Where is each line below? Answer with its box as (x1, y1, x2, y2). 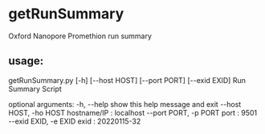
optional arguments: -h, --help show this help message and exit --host (8, 99, 242, 108)
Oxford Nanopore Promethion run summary (8, 31, 153, 41)
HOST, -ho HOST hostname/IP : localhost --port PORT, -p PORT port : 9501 (8, 108, 258, 117)
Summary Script (8, 84, 62, 93)
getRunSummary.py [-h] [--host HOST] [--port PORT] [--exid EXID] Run (8, 75, 247, 85)
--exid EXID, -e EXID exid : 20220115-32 (8, 116, 141, 126)
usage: (8, 54, 44, 68)
